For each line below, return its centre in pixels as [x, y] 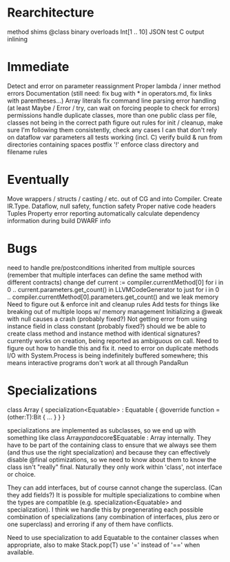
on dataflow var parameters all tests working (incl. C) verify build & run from [115, 137]
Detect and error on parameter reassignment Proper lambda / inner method [114, 86]
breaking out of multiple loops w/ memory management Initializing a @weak [115, 311]
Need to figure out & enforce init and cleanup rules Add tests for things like [113, 304]
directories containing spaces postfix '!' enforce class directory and [103, 144]
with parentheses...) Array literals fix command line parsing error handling [112, 101]
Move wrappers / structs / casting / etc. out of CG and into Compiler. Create [115, 198]
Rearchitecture [51, 13]
